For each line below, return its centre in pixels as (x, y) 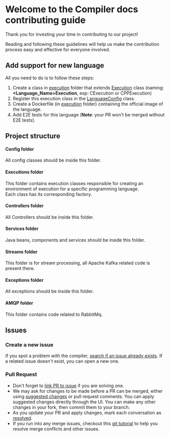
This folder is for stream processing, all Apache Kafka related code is (78, 263)
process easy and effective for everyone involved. (58, 49)
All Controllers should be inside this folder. (50, 217)
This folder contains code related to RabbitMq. (54, 314)
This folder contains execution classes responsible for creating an (74, 183)
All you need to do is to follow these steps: (50, 78)
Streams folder (21, 252)
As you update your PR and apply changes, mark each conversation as (87, 413)
